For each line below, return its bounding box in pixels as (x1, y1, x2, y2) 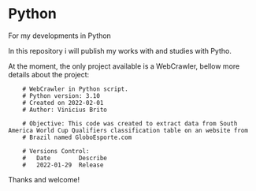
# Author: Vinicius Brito (22, 106, 108, 114)
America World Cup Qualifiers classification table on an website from (8, 126, 248, 134)
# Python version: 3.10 (22, 92, 101, 99)
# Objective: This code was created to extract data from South (22, 119, 238, 127)
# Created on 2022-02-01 (22, 99, 104, 107)
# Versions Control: (22, 147, 90, 155)
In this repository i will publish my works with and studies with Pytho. (8, 46, 232, 55)
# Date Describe (22, 154, 108, 162)
